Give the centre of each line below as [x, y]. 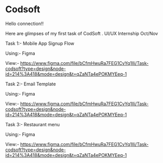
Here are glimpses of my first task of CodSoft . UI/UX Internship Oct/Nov [82, 33]
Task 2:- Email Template [31, 84]
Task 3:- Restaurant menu [32, 124]
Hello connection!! [25, 24]
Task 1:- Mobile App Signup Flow [40, 43]
